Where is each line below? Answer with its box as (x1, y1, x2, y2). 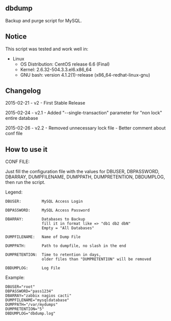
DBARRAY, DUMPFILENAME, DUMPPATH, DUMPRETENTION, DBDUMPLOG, (5, 174, 165, 180)
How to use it (5, 145, 48, 154)
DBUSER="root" (5, 284, 36, 290)
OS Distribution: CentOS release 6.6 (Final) (20, 61, 110, 67)
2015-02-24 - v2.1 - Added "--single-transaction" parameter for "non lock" (5, 110, 162, 116)
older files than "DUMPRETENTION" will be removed (41, 256, 152, 262)
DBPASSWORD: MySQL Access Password (5, 208, 90, 213)
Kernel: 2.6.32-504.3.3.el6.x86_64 (20, 66, 92, 73)
